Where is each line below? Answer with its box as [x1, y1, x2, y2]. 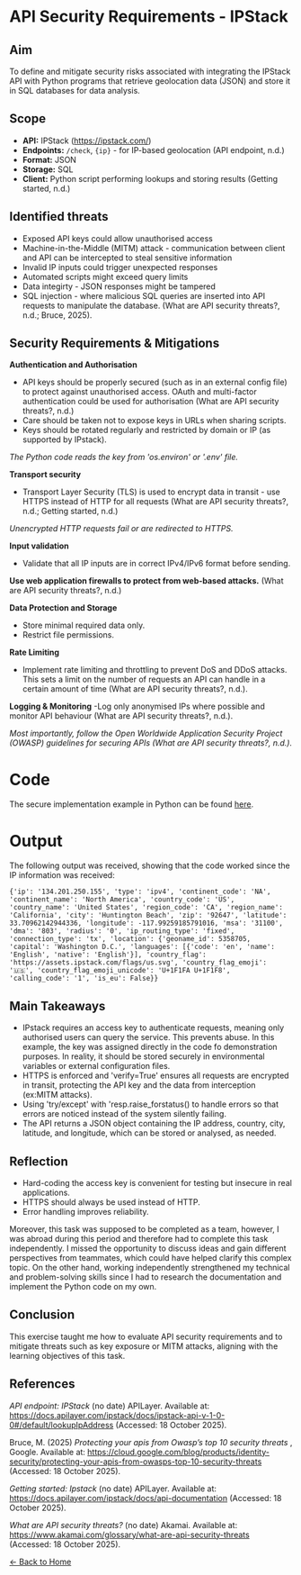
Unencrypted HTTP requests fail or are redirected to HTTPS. [9, 523, 234, 534]
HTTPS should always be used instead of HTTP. [22, 1196, 200, 1208]
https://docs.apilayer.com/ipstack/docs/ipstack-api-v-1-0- [9, 1409, 226, 1420]
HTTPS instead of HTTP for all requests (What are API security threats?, [22, 496, 289, 507]
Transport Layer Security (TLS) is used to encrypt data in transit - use [22, 486, 280, 497]
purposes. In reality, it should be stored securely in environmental [22, 1051, 265, 1062]
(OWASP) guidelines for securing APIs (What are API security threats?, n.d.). [9, 738, 293, 748]
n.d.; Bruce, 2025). [22, 309, 93, 321]
